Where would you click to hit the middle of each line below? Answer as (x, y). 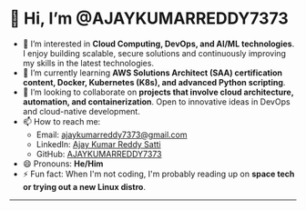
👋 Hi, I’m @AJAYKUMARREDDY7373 (149, 19)
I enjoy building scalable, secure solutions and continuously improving (154, 53)
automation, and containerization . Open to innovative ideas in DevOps (156, 101)
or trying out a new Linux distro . (84, 186)
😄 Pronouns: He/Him (63, 164)
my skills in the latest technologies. (88, 63)
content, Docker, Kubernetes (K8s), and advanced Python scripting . (154, 82)
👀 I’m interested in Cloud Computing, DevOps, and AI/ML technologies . (158, 44)
